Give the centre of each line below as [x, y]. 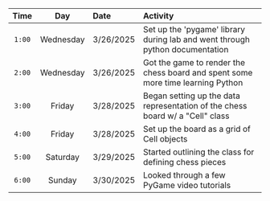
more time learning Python [193, 82]
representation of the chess [195, 106]
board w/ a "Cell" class [186, 116]
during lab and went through [197, 39]
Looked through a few [185, 175]
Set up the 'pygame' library [194, 29]
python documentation [186, 49]
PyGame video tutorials [187, 185]
